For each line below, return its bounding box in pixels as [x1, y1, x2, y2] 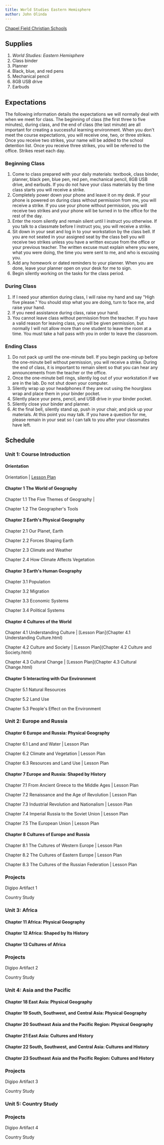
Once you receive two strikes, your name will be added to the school [5, 137, 143, 143]
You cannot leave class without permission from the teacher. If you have [12, 315, 158, 321]
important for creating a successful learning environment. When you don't [5, 127, 155, 133]
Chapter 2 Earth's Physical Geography [5, 517, 85, 523]
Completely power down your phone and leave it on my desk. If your [12, 192, 150, 198]
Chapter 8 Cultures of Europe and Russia [5, 832, 90, 838]
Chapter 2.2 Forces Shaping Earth [5, 537, 73, 543]
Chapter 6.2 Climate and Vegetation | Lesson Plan [5, 751, 106, 756]
